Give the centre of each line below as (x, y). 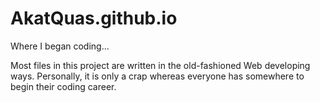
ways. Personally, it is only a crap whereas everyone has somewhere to (157, 76)
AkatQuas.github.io (94, 18)
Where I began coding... (60, 46)
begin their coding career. (63, 86)
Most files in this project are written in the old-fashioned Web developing (160, 65)
